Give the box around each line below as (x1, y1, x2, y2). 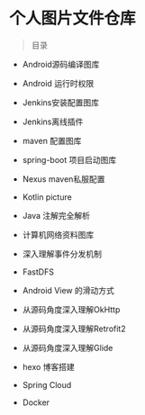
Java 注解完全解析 (22, 210, 91, 221)
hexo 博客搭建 (22, 361, 75, 372)
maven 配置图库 (22, 135, 82, 146)
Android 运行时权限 (22, 77, 95, 88)
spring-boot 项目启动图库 (22, 154, 117, 165)
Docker (22, 397, 50, 408)
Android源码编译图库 (22, 59, 100, 69)
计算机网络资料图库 (22, 229, 95, 239)
